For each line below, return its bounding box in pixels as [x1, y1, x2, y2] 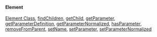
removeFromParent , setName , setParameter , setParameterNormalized [5, 26, 152, 32]
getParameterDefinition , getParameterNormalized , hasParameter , [5, 21, 142, 27]
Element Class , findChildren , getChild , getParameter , [5, 15, 116, 21]
